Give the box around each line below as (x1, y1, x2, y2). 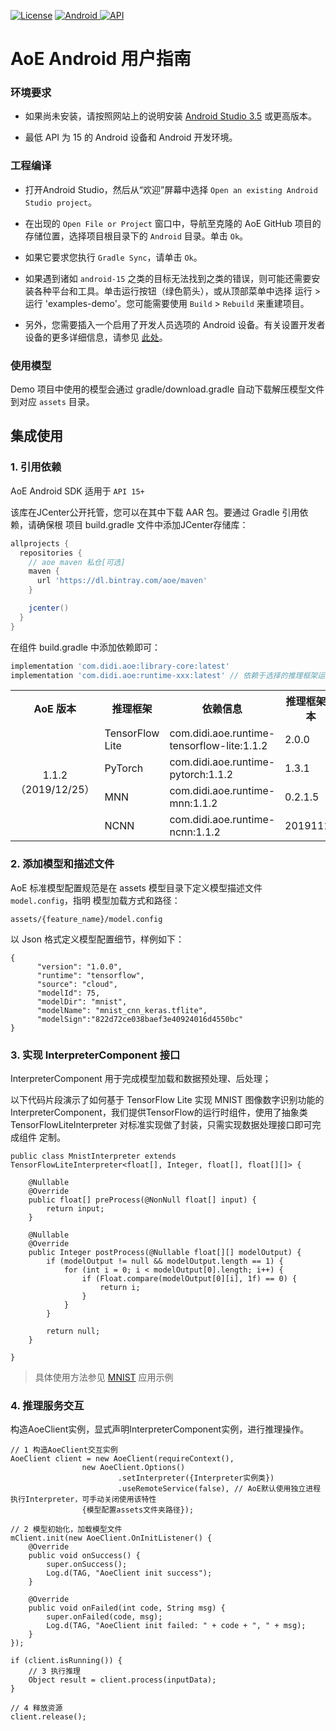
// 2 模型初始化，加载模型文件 (10, 1525, 123, 1535)
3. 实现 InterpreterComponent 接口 (10, 1048, 181, 1062)
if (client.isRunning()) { (10, 1656, 123, 1666)
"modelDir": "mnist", (36, 996, 128, 1007)
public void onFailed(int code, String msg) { (28, 1603, 226, 1614)
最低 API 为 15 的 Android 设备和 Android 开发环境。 (24, 131, 238, 144)
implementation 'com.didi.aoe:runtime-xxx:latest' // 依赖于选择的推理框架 (10, 670, 318, 680)
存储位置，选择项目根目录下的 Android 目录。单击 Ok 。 (24, 230, 249, 242)
